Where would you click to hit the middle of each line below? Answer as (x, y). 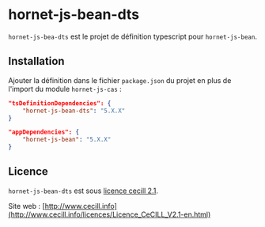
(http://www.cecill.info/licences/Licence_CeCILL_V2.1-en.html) (110, 214)
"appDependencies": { (44, 132)
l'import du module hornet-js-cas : (65, 89)
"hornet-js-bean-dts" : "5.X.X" (74, 111)
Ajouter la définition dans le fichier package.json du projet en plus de (120, 80)
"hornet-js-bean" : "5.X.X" (67, 140)
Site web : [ (26, 206)
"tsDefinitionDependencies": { (60, 103)
